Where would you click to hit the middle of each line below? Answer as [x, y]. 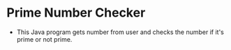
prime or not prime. [44, 39]
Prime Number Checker [76, 13]
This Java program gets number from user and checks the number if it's [120, 32]
